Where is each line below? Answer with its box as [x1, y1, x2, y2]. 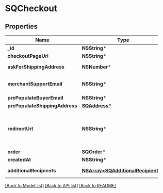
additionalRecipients [7, 167, 56, 174]
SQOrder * [81, 148, 106, 155]
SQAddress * [81, 102, 112, 109]
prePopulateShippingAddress [7, 102, 78, 109]
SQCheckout [5, 3, 57, 14]
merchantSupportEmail [7, 80, 63, 87]
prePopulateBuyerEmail [7, 95, 64, 101]
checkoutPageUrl [7, 53, 49, 59]
